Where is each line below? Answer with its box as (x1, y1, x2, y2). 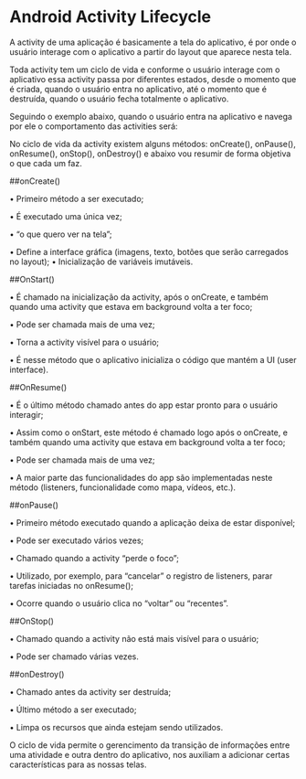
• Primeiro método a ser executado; (9, 193, 144, 204)
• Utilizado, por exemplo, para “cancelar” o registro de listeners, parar (9, 570, 273, 582)
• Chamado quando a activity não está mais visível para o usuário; (9, 633, 259, 644)
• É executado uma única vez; (9, 210, 122, 221)
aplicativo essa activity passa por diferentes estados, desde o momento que (9, 73, 297, 84)
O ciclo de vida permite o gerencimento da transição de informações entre (9, 739, 290, 751)
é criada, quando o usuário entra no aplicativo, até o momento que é (9, 83, 268, 94)
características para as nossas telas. (9, 759, 147, 770)
